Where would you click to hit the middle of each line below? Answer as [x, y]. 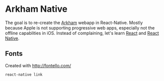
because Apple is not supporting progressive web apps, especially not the [80, 27]
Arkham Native [36, 9]
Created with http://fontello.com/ [38, 65]
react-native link [24, 75]
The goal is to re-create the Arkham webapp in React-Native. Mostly [74, 23]
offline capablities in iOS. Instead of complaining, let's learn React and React [82, 33]
